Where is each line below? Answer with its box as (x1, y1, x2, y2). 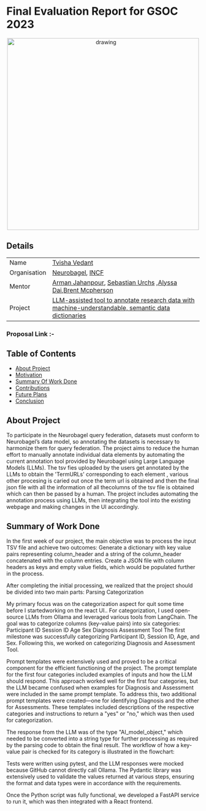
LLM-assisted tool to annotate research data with (51, 296, 195, 305)
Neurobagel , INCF (51, 268, 104, 277)
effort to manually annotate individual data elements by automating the (6, 451, 185, 459)
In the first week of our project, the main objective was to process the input (6, 537, 196, 545)
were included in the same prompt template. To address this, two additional (6, 691, 197, 698)
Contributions (15, 384, 50, 392)
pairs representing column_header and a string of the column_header (6, 551, 182, 558)
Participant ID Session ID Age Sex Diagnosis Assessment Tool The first (6, 626, 185, 634)
